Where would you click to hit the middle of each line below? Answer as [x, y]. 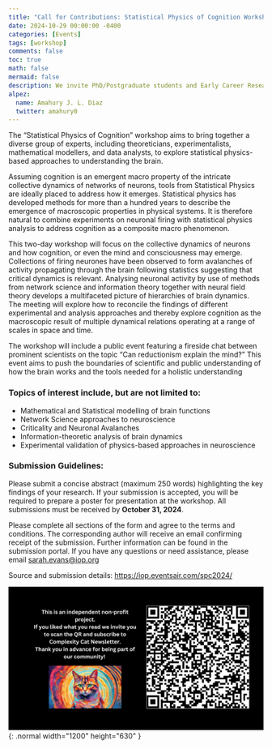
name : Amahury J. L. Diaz [59, 103]
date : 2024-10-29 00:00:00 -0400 [65, 26]
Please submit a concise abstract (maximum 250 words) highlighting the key [136, 483]
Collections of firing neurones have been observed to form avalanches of [130, 261]
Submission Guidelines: [56, 466]
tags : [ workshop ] [38, 43]
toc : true [25, 60]
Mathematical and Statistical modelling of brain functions [115, 410]
